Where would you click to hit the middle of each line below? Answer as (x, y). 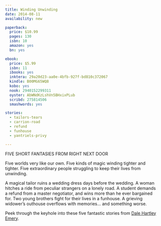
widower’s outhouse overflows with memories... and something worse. (76, 204)
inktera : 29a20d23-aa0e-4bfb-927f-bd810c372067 (59, 77)
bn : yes (17, 50)
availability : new (24, 19)
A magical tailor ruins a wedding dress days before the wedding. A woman (80, 183)
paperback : (16, 27)
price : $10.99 (24, 32)
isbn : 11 (18, 68)
